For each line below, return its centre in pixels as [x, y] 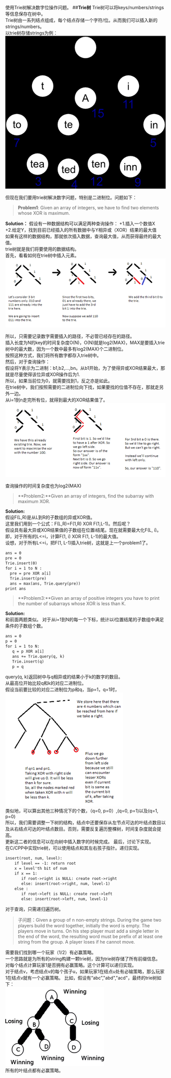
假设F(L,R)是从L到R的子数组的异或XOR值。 [50, 517]
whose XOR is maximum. [44, 213]
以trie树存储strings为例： [32, 33]
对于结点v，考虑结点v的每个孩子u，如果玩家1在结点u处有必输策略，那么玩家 [85, 972]
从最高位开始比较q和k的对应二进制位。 [46, 683]
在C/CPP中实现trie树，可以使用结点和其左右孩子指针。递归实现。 [74, 848]
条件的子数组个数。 [25, 626]
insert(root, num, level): [34, 859]
